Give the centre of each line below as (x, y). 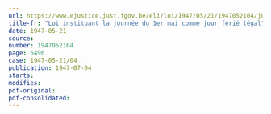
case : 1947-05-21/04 (43, 61)
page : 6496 (27, 53)
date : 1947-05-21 (38, 31)
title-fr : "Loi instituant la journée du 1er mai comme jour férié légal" (137, 23)
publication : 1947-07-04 (50, 68)
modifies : (25, 83)
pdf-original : (32, 90)
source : (21, 38)
